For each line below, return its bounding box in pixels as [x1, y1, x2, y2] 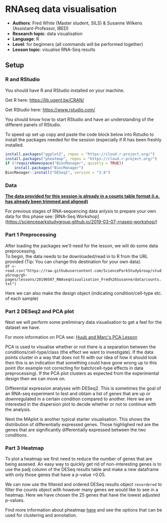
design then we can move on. [5, 375, 66, 381]
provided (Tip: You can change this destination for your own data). [5, 259, 142, 264]
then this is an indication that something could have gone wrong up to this [5, 359, 157, 365]
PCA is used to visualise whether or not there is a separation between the [5, 343, 156, 350]
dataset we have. [5, 324, 41, 330]
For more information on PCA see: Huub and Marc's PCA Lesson [5, 334, 138, 340]
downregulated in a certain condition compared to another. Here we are [5, 396, 152, 402]
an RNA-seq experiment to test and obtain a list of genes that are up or [5, 390, 151, 396]
